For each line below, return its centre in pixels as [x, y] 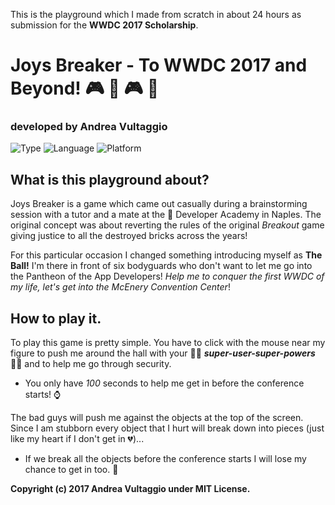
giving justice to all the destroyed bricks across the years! [129, 236]
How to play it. [56, 318]
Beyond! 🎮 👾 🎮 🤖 [85, 88]
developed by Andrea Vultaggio [89, 127]
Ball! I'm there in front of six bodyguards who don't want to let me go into [161, 266]
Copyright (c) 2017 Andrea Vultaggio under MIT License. [130, 489]
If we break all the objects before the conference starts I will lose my [165, 459]
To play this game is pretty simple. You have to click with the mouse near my [168, 343]
